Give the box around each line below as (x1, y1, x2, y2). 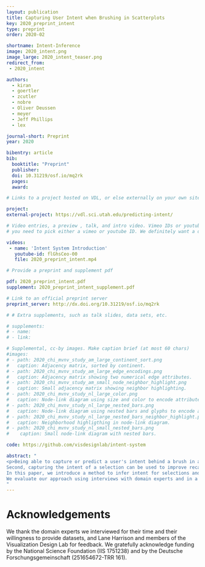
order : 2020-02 (6, 32, 45, 38)
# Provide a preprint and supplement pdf (6, 267, 113, 274)
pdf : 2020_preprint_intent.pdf (6, 279, 86, 285)
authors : (6, 76, 29, 83)
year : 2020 (6, 139, 34, 145)
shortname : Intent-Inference (6, 43, 81, 49)
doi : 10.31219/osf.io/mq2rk (12, 172, 84, 179)
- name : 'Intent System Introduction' (9, 245, 108, 251)
